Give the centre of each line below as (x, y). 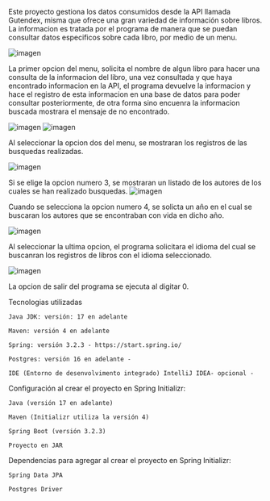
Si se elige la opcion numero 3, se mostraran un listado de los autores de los (135, 182)
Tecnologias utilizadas (46, 302)
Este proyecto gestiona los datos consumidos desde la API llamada (120, 12)
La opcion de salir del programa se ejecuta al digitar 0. (99, 286)
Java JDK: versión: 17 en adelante (68, 317)
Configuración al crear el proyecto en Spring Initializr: (97, 388)
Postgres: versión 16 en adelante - (70, 359)
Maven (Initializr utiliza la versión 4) (79, 417)
